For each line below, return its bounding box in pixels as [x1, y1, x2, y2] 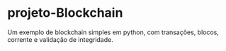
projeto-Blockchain [7, 5, 123, 21]
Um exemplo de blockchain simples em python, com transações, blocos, [7, 28, 220, 36]
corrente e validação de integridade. [7, 35, 113, 43]
